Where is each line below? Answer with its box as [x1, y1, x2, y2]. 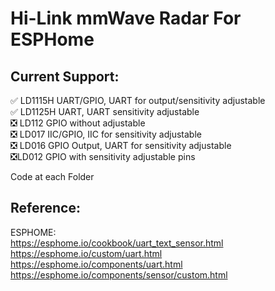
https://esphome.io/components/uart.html [10, 258, 183, 270]
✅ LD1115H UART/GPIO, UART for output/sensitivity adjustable [10, 95, 266, 106]
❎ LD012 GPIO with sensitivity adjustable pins [10, 151, 196, 162]
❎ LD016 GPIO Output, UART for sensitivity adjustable [10, 140, 232, 151]
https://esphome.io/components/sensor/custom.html [10, 268, 228, 281]
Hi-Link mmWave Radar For [10, 7, 242, 30]
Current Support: [10, 68, 120, 85]
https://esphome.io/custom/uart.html [10, 247, 163, 259]
